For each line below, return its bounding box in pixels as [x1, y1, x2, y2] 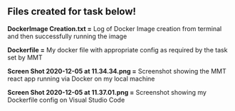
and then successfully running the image [7, 32, 127, 40]
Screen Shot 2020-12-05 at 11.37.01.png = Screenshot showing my [7, 88, 207, 96]
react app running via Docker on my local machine [7, 74, 155, 83]
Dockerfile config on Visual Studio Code [7, 95, 125, 104]
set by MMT [7, 53, 43, 62]
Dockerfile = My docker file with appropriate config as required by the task [7, 45, 228, 54]
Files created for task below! [7, 6, 137, 18]
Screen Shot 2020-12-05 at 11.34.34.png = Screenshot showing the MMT [7, 66, 226, 75]
